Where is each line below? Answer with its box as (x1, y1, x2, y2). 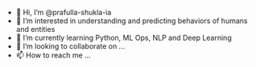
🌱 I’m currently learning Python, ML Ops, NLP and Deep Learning (15, 33, 232, 42)
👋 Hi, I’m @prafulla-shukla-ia (15, 8, 112, 17)
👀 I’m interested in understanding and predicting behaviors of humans (15, 16, 248, 26)
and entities (15, 25, 56, 33)
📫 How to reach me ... (15, 50, 91, 60)
